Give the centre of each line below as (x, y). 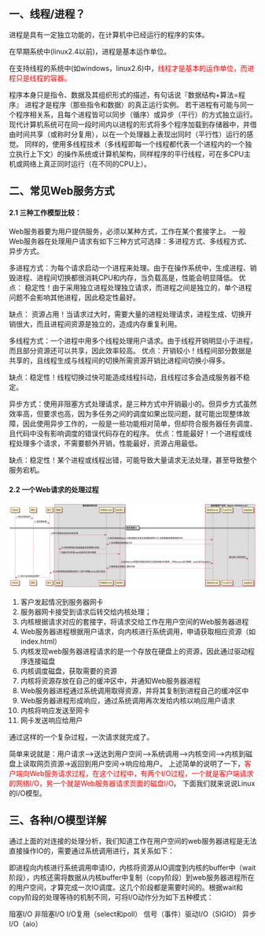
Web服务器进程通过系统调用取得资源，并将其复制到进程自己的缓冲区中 (134, 690)
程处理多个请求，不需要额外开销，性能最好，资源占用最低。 (105, 443)
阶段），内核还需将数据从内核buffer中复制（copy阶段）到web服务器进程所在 (132, 877)
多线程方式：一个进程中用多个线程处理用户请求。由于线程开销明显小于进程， (133, 341)
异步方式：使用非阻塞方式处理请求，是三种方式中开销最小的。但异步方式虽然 (133, 404)
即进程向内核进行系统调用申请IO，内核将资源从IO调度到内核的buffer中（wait (132, 867)
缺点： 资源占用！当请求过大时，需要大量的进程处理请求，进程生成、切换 (127, 315)
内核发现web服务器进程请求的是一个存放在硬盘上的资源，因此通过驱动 (134, 651)
